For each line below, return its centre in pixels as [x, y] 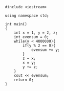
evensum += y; [45, 50]
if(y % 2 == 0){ [39, 45]
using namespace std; [27, 16]
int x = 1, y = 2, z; [36, 33]
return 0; [24, 80]
